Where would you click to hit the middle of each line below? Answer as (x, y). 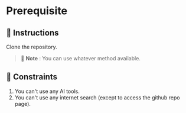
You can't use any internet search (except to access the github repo (97, 97)
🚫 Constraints (32, 77)
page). (23, 104)
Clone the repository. (32, 47)
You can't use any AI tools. (47, 91)
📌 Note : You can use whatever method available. (80, 58)
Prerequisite (37, 11)
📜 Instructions (32, 33)
